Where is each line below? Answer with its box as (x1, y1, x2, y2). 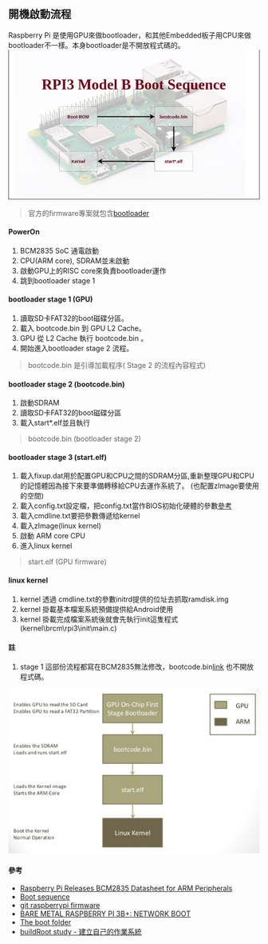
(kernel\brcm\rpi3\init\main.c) (19, 623, 117, 633)
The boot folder (19, 918, 72, 927)
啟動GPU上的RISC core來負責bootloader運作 (19, 266, 167, 275)
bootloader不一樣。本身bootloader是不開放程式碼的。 (8, 40, 185, 50)
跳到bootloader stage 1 (19, 275, 96, 286)
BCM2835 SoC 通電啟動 (19, 246, 100, 255)
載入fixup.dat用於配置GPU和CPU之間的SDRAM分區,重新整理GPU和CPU (19, 471, 255, 481)
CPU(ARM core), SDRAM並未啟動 (19, 255, 130, 266)
